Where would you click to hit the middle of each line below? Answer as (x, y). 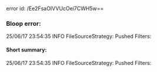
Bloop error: (24, 23)
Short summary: (26, 50)
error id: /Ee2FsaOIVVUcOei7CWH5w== (55, 8)
